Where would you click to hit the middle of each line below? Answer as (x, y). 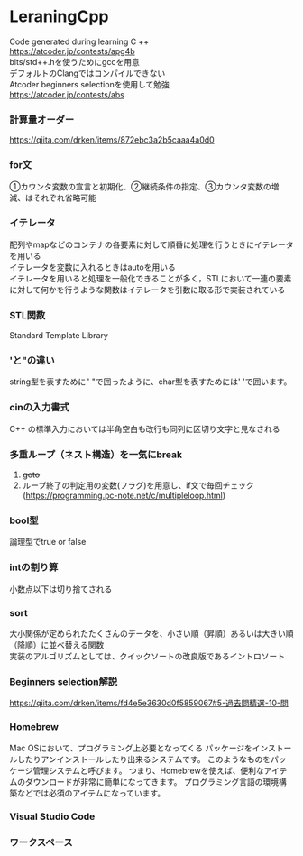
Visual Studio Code (52, 816)
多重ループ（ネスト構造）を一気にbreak (96, 455)
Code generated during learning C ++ (79, 41)
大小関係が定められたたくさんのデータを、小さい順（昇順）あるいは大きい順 (151, 633)
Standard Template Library (59, 336)
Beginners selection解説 (64, 681)
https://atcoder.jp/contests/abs (67, 94)
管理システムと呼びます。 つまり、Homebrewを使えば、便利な (148, 770)
